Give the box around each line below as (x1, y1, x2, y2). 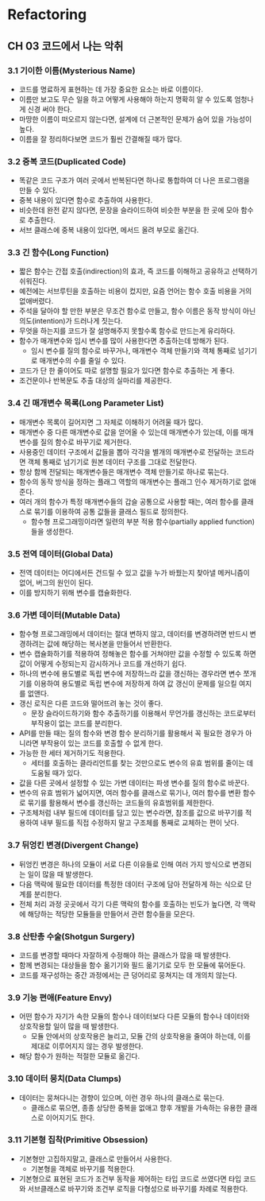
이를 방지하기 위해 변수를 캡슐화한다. (18, 588, 132, 598)
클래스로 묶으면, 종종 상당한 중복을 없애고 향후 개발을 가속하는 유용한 (30, 1102, 243, 1112)
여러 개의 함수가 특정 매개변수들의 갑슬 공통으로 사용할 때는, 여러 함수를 (18, 497, 240, 506)
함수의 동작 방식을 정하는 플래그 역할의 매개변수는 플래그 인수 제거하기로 (18, 477, 242, 486)
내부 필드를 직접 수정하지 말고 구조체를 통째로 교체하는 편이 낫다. (40, 818, 240, 827)
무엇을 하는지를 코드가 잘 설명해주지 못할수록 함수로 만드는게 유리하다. (18, 326, 236, 335)
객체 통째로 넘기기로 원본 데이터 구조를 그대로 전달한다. (27, 457, 198, 467)
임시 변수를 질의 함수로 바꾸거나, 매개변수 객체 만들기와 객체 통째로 (30, 346, 236, 355)
